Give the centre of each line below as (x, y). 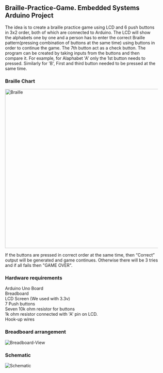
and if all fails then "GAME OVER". (39, 265)
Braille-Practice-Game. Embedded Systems (72, 8)
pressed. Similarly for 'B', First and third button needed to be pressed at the (80, 63)
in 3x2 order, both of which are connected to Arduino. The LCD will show (78, 32)
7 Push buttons (20, 304)
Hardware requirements (34, 278)
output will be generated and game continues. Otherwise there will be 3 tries (81, 260)
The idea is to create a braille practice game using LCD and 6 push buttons (80, 27)
